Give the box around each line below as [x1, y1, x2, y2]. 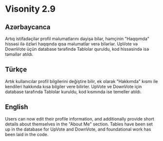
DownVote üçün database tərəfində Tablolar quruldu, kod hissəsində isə [5, 46, 149, 52]
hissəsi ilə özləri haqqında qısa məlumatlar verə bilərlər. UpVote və [5, 41, 138, 47]
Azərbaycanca [5, 23, 51, 31]
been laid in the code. [5, 131, 49, 137]
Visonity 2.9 [5, 3, 56, 15]
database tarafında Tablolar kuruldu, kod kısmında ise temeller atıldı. [5, 89, 142, 95]
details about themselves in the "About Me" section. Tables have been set [5, 121, 153, 127]
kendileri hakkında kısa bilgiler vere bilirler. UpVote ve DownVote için [5, 83, 142, 89]
